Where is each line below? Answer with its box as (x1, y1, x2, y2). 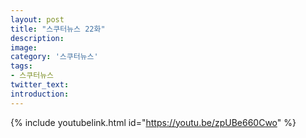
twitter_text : (10, 80, 70, 90)
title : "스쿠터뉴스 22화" (10, 24, 106, 34)
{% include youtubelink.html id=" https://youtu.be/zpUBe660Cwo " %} (10, 116, 297, 128)
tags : (10, 61, 33, 71)
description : (10, 33, 65, 43)
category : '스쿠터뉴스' (10, 52, 99, 62)
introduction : (10, 89, 70, 99)
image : (10, 42, 38, 53)
